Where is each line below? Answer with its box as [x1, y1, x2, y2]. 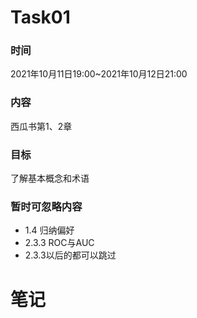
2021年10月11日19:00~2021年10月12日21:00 [10, 68, 188, 80]
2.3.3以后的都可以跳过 [24, 249, 117, 261]
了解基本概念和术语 [10, 172, 90, 185]
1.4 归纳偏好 [24, 224, 75, 236]
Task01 [10, 6, 71, 29]
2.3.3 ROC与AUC [24, 237, 95, 249]
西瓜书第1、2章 [10, 120, 73, 132]
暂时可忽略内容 [10, 200, 83, 213]
